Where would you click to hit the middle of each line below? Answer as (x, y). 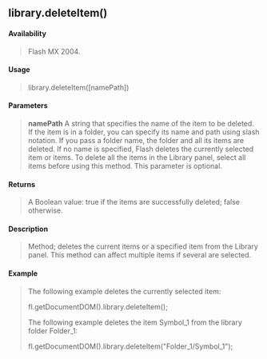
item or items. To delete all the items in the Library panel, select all (137, 158)
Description (28, 229)
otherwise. (46, 210)
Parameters (28, 106)
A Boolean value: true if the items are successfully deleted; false (133, 202)
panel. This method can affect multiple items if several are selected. (139, 255)
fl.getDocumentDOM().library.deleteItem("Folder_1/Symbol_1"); (130, 346)
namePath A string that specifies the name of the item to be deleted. (141, 124)
